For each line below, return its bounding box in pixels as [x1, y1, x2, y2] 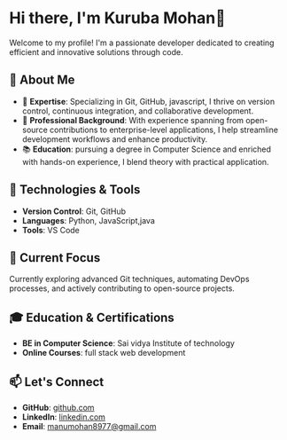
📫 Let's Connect [9, 374, 105, 389]
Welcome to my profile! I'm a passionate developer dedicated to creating [9, 37, 275, 48]
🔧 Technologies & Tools [9, 182, 141, 198]
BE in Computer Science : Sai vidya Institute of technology [21, 338, 235, 349]
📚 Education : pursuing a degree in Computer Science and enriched [21, 144, 272, 154]
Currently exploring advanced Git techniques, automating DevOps [9, 274, 250, 285]
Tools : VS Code [21, 224, 80, 235]
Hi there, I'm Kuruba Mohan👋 [9, 8, 226, 28]
